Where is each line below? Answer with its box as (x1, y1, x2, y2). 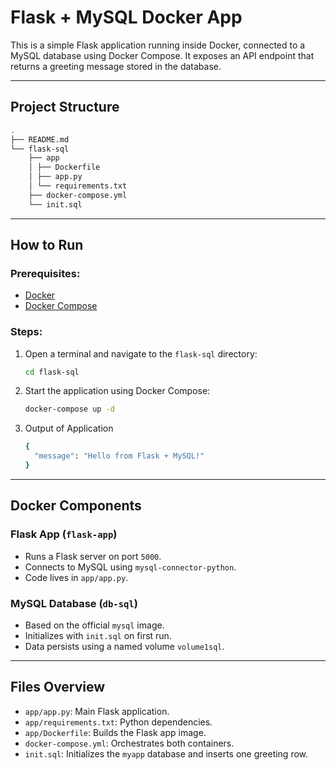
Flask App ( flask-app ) (10, 527, 118, 541)
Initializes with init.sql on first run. (24, 629, 172, 641)
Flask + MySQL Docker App (10, 6, 243, 29)
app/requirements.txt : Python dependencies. (24, 716, 213, 728)
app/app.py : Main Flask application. (24, 705, 170, 717)
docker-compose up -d (24, 404, 115, 415)
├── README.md (10, 134, 70, 145)
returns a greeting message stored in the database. (10, 60, 222, 72)
